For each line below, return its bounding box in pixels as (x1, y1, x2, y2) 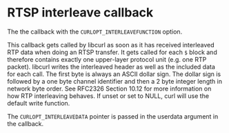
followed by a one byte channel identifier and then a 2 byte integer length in (7, 77, 223, 85)
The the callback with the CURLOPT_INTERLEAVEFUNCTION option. (7, 27, 183, 36)
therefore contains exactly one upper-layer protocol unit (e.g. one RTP (7, 55, 207, 63)
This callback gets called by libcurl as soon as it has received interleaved (7, 40, 215, 49)
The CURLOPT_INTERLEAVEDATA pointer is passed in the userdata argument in (7, 112, 219, 121)
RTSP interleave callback (7, 5, 154, 21)
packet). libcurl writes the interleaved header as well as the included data (7, 62, 216, 71)
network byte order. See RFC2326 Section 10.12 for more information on (7, 84, 212, 93)
